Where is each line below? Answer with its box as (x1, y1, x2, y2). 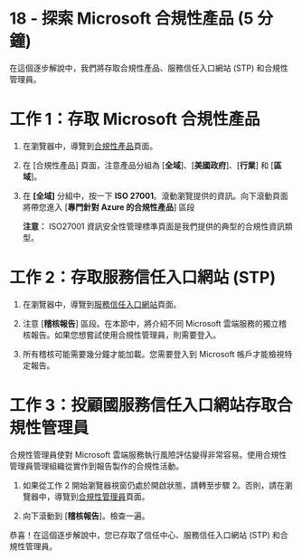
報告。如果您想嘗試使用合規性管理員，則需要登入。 (30, 329, 222, 340)
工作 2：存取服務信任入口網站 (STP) (9, 268, 276, 288)
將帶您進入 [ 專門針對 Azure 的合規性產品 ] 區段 (22, 201, 195, 213)
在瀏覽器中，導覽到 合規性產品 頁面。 (22, 140, 158, 151)
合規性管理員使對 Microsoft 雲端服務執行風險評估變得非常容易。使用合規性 (9, 449, 288, 460)
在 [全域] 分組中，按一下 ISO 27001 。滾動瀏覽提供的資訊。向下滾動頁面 (22, 190, 289, 201)
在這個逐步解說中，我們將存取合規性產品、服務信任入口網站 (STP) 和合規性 (9, 62, 288, 73)
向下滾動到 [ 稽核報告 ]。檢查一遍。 (22, 510, 150, 521)
